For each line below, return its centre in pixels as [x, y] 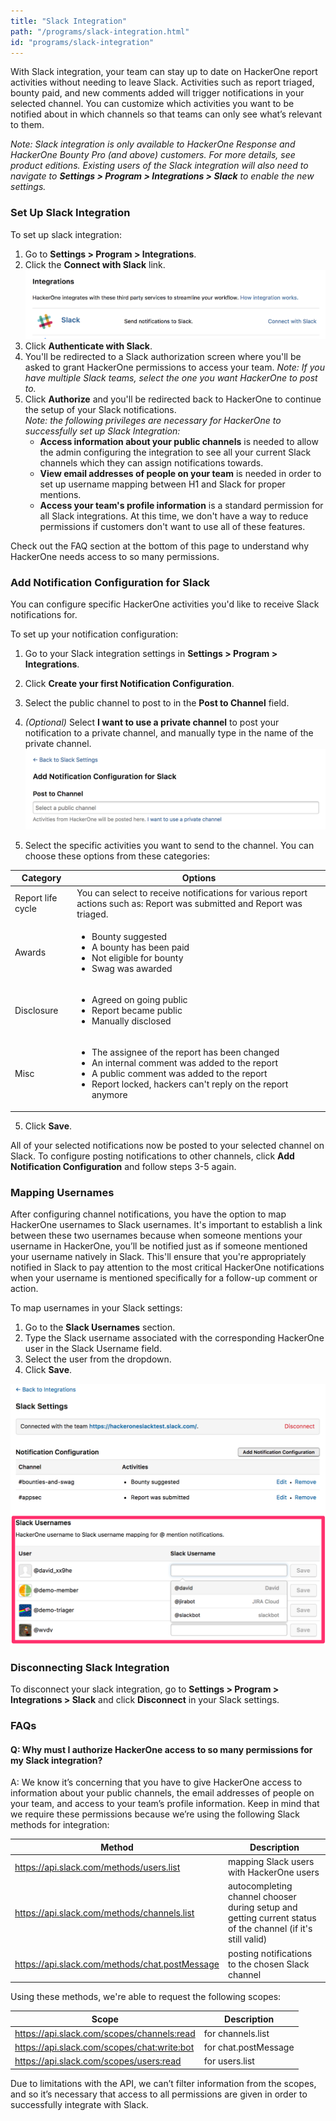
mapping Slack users [271, 1862]
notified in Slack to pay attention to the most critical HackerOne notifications [167, 1267]
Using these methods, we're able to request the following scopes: [146, 1997]
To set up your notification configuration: [94, 634]
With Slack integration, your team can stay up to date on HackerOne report [164, 72]
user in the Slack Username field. [93, 1349]
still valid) [247, 1939]
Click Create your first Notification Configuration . [129, 684]
